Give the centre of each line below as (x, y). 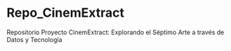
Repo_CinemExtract (65, 13)
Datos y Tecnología (34, 39)
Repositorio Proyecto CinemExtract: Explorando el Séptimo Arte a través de (115, 32)
